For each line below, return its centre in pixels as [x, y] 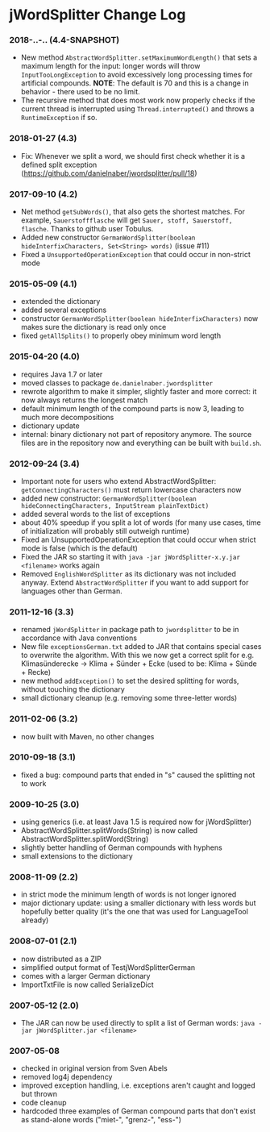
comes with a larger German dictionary [85, 976]
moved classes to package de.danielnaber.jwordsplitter [116, 383]
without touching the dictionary [73, 689]
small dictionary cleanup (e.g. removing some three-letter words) [129, 698]
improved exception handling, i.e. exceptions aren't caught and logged [138, 1085]
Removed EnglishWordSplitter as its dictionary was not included [128, 573]
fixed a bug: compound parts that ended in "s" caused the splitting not [138, 775]
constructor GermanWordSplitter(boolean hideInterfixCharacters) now [139, 318]
